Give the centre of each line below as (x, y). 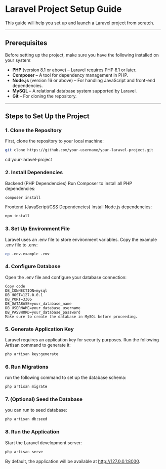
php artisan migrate (26, 387)
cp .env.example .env (27, 254)
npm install (17, 216)
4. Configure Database (33, 267)
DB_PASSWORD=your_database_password (43, 312)
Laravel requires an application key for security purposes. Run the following (82, 340)
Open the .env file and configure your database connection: (66, 277)
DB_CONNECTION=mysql (26, 290)
